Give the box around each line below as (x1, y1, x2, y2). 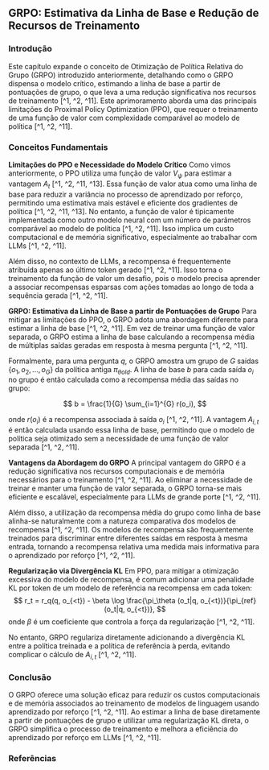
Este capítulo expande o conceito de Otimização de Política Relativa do (8, 61, 243, 71)
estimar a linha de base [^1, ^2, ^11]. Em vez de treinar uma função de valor (8, 323, 255, 333)
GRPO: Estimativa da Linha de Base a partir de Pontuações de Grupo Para (8, 306, 257, 316)
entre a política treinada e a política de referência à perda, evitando (8, 641, 230, 651)
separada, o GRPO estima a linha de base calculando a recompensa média (8, 332, 255, 342)
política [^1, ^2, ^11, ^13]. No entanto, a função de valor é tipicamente (8, 206, 234, 216)
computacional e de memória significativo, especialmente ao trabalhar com (8, 232, 258, 242)
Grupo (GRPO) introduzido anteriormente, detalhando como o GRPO (8, 70, 234, 80)
